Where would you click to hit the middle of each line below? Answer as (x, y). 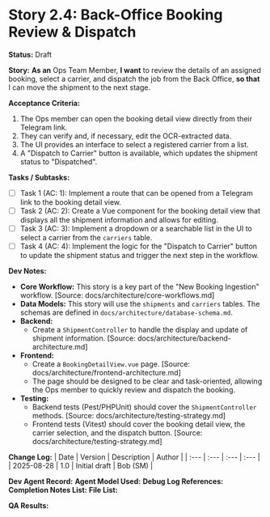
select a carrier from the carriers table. (86, 238)
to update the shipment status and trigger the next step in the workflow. (139, 256)
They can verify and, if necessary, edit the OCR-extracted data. (126, 136)
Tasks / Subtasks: (39, 177)
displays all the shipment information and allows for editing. (119, 220)
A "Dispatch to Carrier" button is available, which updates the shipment (139, 153)
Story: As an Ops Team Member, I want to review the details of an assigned (135, 70)
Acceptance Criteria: (44, 103)
